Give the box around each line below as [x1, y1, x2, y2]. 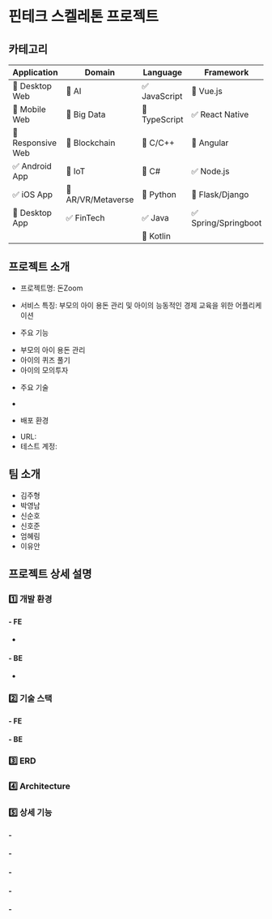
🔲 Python [141, 189, 176, 200]
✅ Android [12, 161, 53, 171]
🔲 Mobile [12, 104, 46, 114]
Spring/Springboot [191, 217, 262, 228]
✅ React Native [191, 109, 249, 120]
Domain [84, 67, 116, 78]
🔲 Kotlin [141, 230, 172, 242]
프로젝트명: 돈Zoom [19, 283, 83, 293]
